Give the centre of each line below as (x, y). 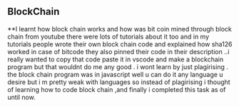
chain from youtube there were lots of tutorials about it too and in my (108, 36)
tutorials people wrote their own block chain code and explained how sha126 (120, 44)
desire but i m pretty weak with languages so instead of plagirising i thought (119, 82)
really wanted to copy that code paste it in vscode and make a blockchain (116, 59)
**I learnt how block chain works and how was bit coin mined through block (119, 29)
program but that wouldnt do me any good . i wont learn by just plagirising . (118, 66)
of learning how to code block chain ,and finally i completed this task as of (117, 89)
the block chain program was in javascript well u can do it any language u (115, 74)
